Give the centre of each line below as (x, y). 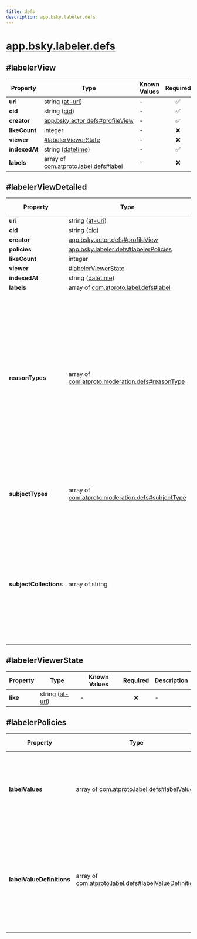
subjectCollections (36, 584)
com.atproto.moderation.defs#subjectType (127, 498)
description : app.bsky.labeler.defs (51, 17)
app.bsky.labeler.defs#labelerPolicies (120, 249)
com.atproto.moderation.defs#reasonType (127, 381)
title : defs (21, 11)
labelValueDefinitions (40, 879)
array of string (88, 584)
